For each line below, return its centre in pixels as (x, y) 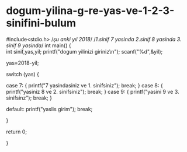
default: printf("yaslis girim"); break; (49, 109)
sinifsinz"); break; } (29, 98)
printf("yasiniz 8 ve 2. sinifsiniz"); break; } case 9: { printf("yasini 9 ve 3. (93, 91)
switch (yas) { (23, 74)
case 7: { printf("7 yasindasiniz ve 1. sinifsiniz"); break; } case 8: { (84, 85)
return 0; (17, 132)
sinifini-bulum (41, 23)
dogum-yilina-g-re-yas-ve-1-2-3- (90, 11)
